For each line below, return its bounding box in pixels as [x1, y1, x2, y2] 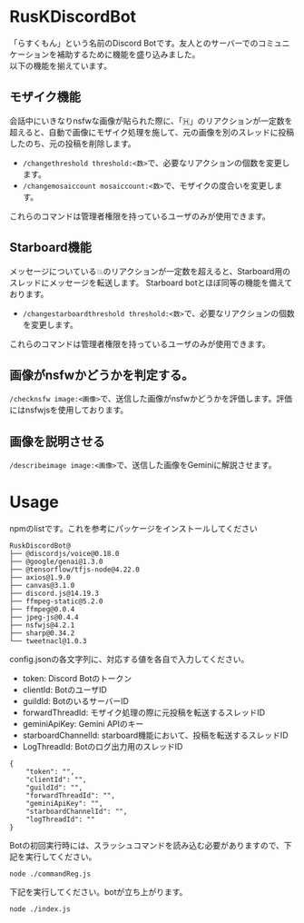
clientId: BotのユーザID [22, 684, 107, 696]
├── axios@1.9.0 [9, 573, 71, 582]
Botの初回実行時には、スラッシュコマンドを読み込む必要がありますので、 [9, 840, 284, 851]
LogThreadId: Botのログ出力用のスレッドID [22, 741, 183, 752]
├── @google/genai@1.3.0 [9, 557, 103, 567]
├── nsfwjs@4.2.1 [9, 620, 75, 630]
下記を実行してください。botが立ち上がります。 [9, 887, 188, 898]
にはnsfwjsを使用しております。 [9, 404, 129, 415]
